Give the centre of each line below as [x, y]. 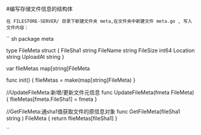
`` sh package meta [30, 39]
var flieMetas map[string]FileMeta [48, 68]
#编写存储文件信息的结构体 [40, 9]
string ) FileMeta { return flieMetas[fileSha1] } [62, 118]
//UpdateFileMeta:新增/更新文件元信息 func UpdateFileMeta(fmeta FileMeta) [100, 92]
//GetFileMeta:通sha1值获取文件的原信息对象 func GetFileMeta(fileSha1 [93, 112]
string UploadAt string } [35, 57]
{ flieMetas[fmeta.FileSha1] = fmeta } [52, 99]
